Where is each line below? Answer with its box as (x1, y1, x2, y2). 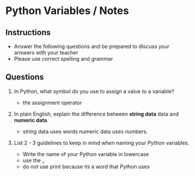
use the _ (22, 157, 45, 164)
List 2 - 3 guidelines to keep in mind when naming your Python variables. (13, 139, 190, 146)
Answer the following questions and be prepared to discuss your (13, 43, 170, 50)
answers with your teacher (13, 49, 78, 56)
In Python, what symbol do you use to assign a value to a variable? (13, 88, 175, 95)
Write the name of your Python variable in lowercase (22, 150, 149, 157)
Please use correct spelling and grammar (13, 56, 113, 62)
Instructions (5, 27, 51, 37)
